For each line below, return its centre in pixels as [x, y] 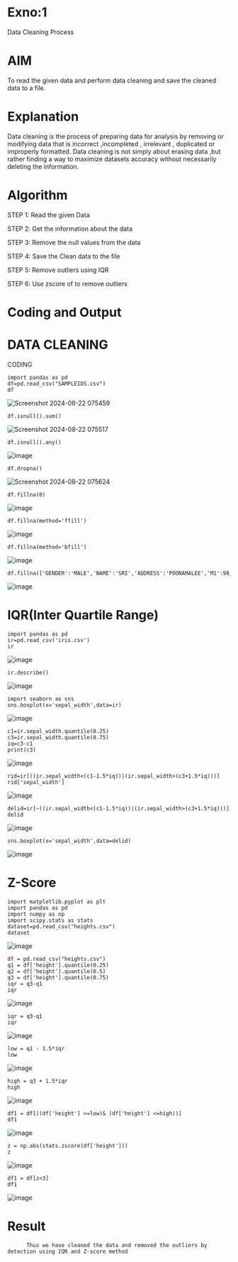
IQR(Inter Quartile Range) [83, 615]
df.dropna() [25, 468]
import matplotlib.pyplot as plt [57, 902]
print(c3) [22, 750]
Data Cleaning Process [41, 32]
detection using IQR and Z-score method [68, 1251]
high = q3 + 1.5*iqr [38, 1081]
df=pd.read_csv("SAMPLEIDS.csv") [57, 384]
